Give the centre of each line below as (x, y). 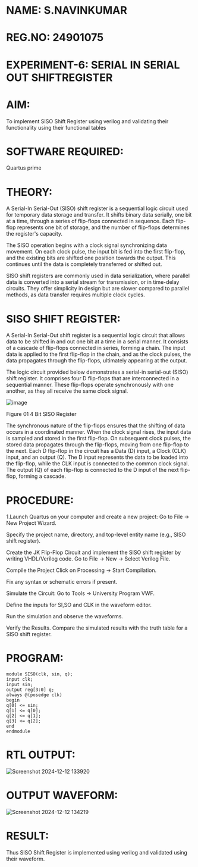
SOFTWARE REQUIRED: (65, 151)
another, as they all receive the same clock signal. (67, 391)
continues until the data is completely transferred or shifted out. (84, 264)
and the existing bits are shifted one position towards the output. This (91, 258)
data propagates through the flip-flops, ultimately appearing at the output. (97, 361)
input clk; (20, 680)
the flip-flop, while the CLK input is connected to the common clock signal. (98, 464)
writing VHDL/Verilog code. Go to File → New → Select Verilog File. (88, 559)
